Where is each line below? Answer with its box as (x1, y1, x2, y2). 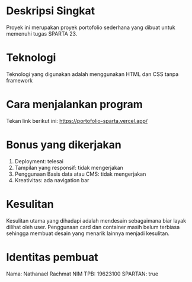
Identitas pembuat (6, 251, 98, 264)
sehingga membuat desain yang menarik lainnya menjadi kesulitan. (6, 230, 170, 237)
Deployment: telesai (14, 157, 64, 164)
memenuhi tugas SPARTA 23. (6, 30, 78, 37)
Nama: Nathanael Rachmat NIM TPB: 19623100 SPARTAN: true (6, 270, 159, 277)
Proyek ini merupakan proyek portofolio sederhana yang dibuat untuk (6, 24, 176, 31)
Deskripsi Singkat (6, 4, 95, 18)
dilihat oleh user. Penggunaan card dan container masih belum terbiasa (6, 223, 180, 230)
